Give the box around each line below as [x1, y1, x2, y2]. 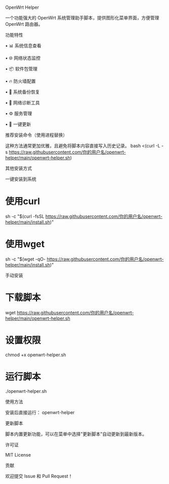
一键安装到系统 [5, 176, 36, 182]
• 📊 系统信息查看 [5, 43, 41, 49]
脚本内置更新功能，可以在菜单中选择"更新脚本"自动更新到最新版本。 [5, 431, 147, 437]
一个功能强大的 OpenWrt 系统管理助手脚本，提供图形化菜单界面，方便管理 [5, 15, 159, 21]
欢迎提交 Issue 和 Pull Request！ [5, 473, 73, 479]
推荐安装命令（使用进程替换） [5, 132, 67, 138]
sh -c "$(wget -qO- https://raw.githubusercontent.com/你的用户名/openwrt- [5, 256, 164, 262]
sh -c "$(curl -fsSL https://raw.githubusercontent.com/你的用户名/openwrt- [5, 213, 163, 219]
